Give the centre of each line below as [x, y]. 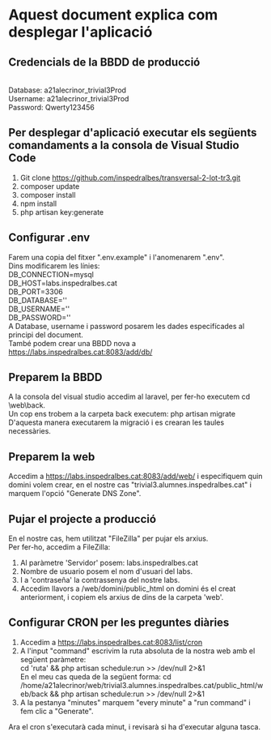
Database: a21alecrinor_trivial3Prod [68, 90]
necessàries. [30, 431]
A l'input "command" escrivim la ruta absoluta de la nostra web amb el [138, 651]
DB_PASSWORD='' [40, 317]
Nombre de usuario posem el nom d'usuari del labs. [106, 571]
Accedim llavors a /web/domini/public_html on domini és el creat [128, 588]
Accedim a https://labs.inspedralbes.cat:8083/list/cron [111, 642]
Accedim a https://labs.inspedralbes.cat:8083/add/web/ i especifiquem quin [135, 477]
